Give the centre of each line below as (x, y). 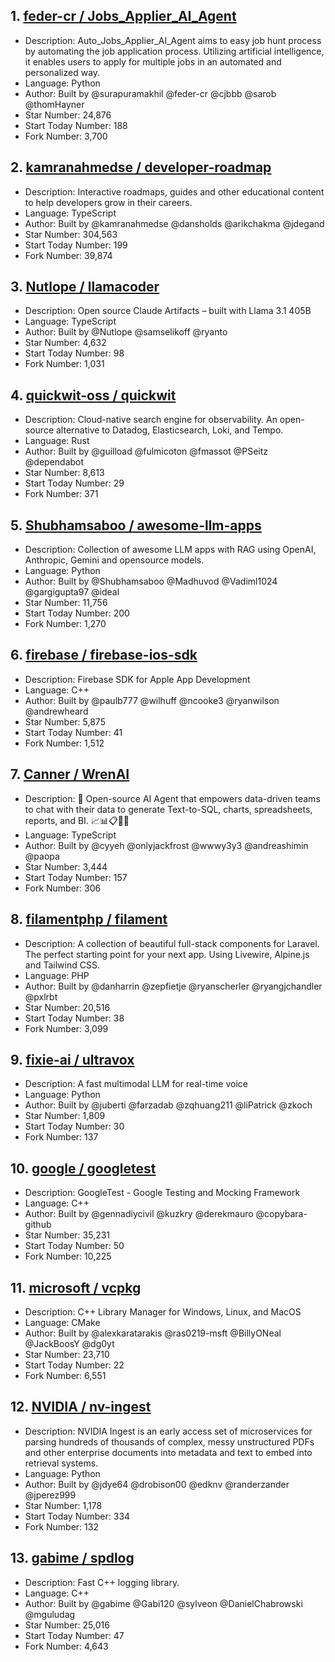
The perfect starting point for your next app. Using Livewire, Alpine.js (167, 954)
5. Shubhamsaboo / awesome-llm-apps (136, 525)
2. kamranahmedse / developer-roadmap (141, 167)
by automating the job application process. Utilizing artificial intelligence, (174, 51)
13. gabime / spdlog (72, 1558)
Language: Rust (57, 441)
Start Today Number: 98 (74, 353)
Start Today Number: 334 (77, 1516)
